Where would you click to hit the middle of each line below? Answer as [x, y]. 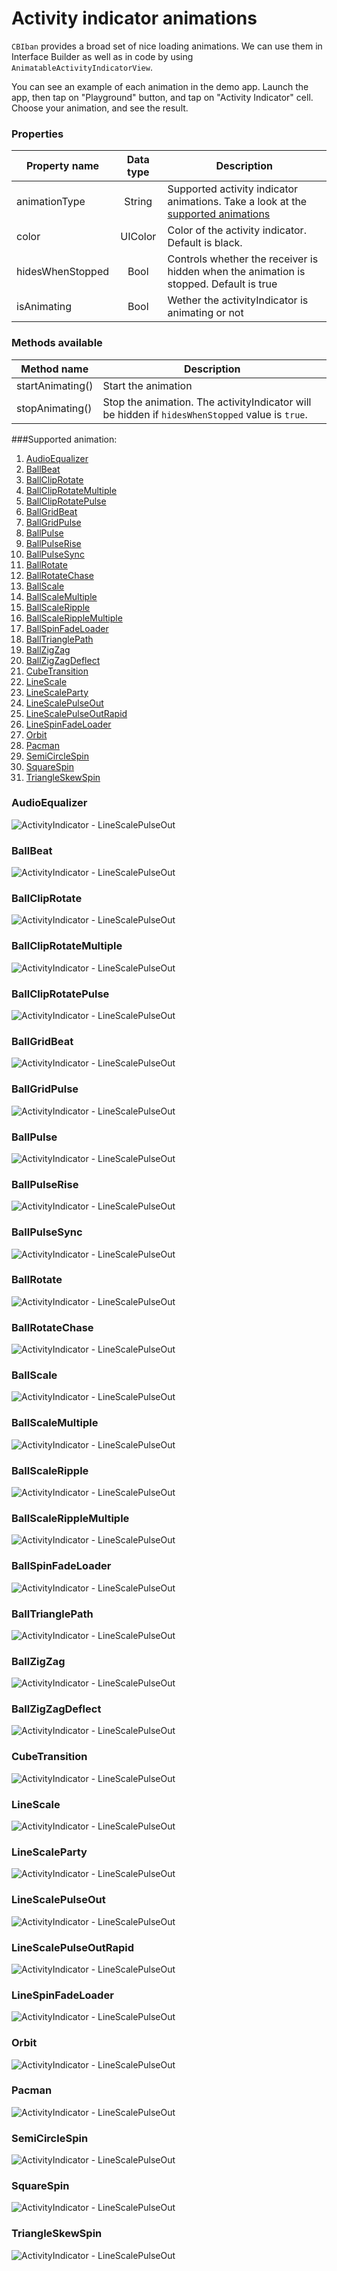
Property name [62, 166]
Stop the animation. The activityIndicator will [207, 402]
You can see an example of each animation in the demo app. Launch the [160, 86]
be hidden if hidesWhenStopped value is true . [205, 414]
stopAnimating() [54, 408]
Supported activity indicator [233, 189]
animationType [51, 202]
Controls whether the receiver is [243, 259]
